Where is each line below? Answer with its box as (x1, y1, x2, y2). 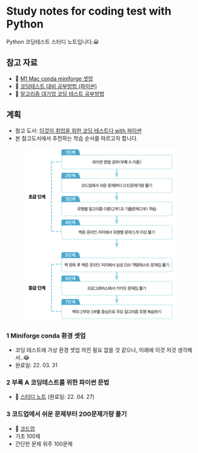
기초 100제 (15, 432, 41, 440)
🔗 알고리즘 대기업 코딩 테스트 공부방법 (15, 90, 105, 97)
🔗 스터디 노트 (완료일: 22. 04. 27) (15, 393, 95, 401)
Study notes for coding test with (6, 4, 171, 18)
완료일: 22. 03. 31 (15, 362, 58, 368)
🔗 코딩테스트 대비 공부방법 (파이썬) (15, 82, 97, 89)
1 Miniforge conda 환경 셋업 (6, 331, 86, 340)
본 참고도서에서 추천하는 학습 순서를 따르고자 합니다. (15, 134, 138, 142)
